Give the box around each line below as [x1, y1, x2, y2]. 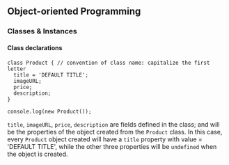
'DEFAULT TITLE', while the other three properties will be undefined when [7, 142, 217, 150]
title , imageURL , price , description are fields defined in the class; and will [7, 120, 220, 128]
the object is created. [7, 150, 68, 158]
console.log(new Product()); [7, 108, 92, 115]
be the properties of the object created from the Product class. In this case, [7, 127, 223, 136]
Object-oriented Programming [7, 6, 141, 17]
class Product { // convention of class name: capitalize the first [7, 59, 210, 66]
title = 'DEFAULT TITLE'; [13, 71, 89, 79]
